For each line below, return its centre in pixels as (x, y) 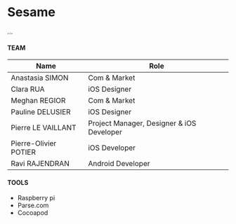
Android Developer (119, 164)
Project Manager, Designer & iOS (142, 123)
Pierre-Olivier (34, 143)
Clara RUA (28, 90)
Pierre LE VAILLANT (44, 128)
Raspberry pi (36, 198)
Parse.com (33, 205)
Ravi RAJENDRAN (40, 164)
